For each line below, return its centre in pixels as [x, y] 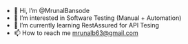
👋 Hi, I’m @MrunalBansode [52, 11]
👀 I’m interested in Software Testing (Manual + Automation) [97, 18]
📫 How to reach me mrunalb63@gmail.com [76, 33]
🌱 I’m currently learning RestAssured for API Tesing [86, 25]
